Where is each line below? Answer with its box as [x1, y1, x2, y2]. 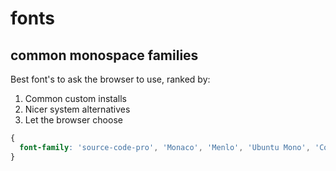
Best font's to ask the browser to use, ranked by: [10, 73, 211, 85]
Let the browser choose [24, 114, 123, 126]
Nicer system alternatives [24, 103, 131, 115]
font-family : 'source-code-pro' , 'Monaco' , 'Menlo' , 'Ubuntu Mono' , [19, 142, 311, 152]
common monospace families [10, 47, 199, 64]
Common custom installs [24, 93, 127, 104]
